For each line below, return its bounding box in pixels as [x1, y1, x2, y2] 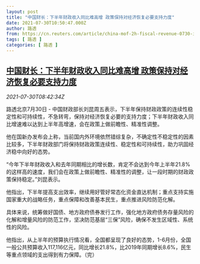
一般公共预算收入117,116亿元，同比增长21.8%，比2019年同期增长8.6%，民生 [6, 243, 192, 251]
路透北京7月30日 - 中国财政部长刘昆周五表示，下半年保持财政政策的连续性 [6, 105, 188, 112]
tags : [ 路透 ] [6, 36, 42, 42]
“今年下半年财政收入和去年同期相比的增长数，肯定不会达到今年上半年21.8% [6, 161, 190, 168]
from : [6, 31, 20, 37]
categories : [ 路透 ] [6, 42, 58, 48]
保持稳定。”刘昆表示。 [11, 176, 64, 183]
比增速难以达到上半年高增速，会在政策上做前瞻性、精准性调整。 [6, 120, 162, 127]
